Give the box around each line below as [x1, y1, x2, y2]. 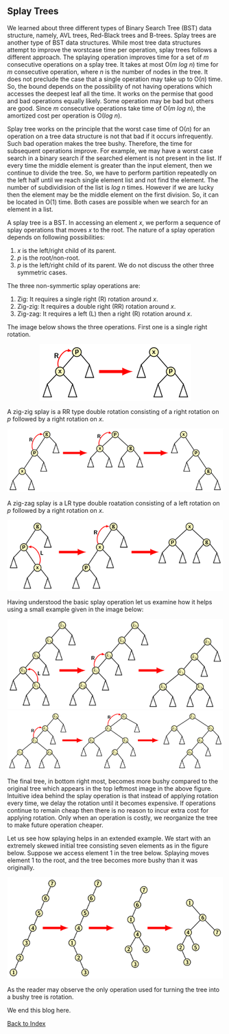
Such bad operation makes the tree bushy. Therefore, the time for [7, 139, 193, 147]
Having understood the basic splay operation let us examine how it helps [7, 598, 213, 606]
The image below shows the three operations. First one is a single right [7, 322, 208, 331]
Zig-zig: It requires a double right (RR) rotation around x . [16, 302, 176, 310]
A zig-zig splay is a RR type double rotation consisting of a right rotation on [7, 407, 219, 415]
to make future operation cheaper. [7, 821, 104, 829]
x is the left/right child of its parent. [16, 246, 117, 254]
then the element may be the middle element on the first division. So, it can [7, 190, 219, 199]
